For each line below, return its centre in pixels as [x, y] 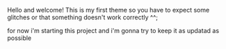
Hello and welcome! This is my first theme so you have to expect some [108, 10]
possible [19, 38]
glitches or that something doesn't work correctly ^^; [83, 17]
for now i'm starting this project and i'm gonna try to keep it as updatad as [113, 31]
